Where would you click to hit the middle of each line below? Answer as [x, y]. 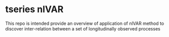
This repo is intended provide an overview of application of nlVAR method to [85, 23]
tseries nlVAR [34, 9]
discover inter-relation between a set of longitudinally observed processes [83, 28]
